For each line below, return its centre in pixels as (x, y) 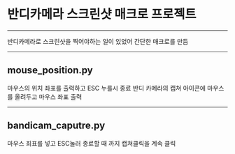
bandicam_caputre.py (56, 126)
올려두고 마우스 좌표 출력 (48, 97)
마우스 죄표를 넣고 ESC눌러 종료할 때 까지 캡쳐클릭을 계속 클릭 (92, 143)
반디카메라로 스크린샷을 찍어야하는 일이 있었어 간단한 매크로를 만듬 (98, 41)
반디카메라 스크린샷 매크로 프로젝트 (102, 14)
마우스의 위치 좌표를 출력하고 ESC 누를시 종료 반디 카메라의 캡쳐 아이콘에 (107, 88)
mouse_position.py (50, 70)
